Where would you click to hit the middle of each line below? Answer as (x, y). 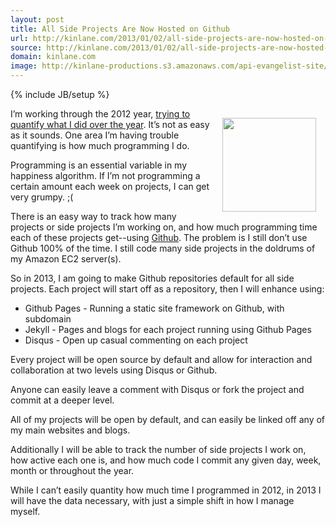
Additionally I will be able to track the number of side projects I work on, (158, 449)
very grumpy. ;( (42, 197)
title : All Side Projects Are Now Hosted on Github (120, 29)
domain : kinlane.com (53, 57)
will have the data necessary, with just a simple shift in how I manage (152, 500)
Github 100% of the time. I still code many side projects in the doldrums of (163, 248)
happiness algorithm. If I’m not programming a (105, 175)
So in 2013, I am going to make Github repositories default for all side (152, 278)
